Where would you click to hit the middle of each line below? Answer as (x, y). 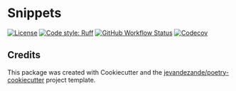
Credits (24, 55)
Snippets (34, 13)
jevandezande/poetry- (196, 72)
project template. (71, 80)
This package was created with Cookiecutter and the (85, 72)
